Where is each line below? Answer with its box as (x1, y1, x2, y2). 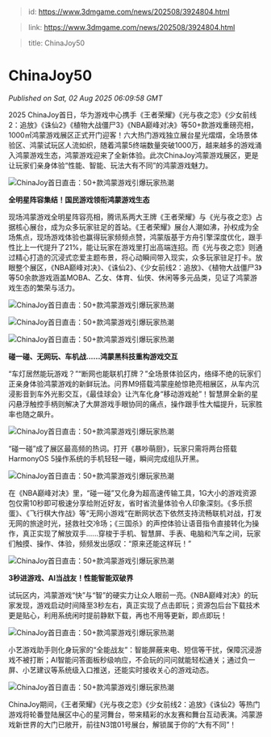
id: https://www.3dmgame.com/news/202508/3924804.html (27, 7, 230, 16)
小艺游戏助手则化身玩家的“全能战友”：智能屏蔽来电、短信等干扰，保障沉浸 (8, 645, 256, 654)
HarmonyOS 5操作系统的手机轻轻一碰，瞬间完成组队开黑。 (8, 453, 204, 464)
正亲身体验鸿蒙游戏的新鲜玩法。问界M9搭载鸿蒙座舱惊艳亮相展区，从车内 (8, 379, 252, 388)
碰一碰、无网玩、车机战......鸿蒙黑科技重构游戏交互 (8, 351, 179, 361)
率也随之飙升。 (8, 409, 58, 419)
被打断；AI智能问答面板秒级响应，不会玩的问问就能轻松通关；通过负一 (22, 654, 256, 664)
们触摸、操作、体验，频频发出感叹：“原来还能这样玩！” (8, 538, 192, 549)
